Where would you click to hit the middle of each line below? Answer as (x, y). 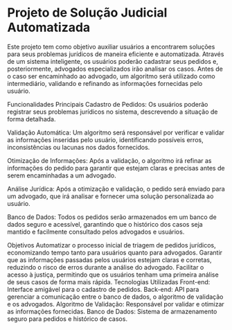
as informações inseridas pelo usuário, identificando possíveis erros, (105, 139)
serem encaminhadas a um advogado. (62, 175)
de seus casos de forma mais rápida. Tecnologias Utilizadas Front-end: (109, 281)
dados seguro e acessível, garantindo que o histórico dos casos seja (105, 224)
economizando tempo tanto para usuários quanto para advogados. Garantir (115, 252)
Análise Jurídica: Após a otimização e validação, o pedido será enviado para (116, 189)
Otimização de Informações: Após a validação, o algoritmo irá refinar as (110, 160)
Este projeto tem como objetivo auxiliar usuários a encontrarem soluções (111, 46)
